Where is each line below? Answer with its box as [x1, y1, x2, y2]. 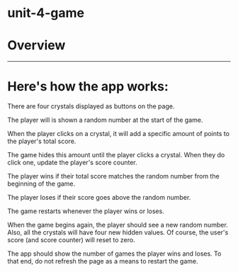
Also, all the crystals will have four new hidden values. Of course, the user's [7, 228, 229, 237]
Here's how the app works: [7, 79, 169, 95]
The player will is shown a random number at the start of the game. [7, 115, 203, 125]
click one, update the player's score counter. [7, 158, 138, 167]
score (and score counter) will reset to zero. [7, 236, 136, 244]
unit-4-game [7, 5, 85, 21]
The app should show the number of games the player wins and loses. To [7, 249, 222, 258]
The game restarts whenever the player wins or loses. [7, 207, 164, 215]
